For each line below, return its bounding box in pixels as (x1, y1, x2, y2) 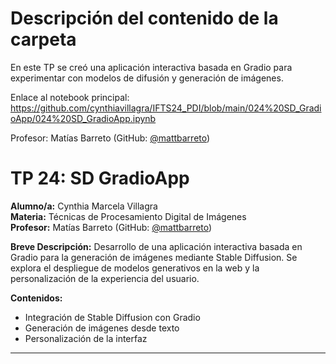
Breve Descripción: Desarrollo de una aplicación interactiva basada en (10, 240, 303, 252)
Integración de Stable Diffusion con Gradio (24, 311, 201, 323)
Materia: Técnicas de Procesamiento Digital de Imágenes (10, 210, 247, 222)
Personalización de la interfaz (24, 332, 148, 344)
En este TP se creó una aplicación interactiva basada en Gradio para (10, 61, 293, 73)
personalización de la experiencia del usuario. (10, 272, 200, 284)
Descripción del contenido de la (10, 7, 279, 30)
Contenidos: (10, 292, 63, 304)
